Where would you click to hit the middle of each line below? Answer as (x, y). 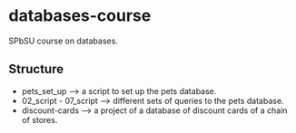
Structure (36, 69)
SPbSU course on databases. (64, 41)
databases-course (80, 16)
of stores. (39, 119)
